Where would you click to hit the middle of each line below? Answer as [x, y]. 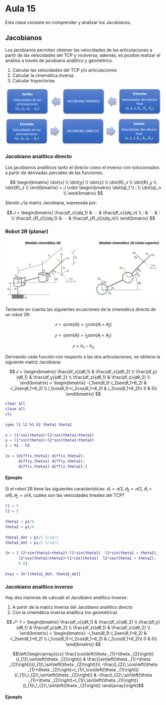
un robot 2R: [18, 314]
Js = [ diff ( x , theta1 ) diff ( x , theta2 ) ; [45, 456]
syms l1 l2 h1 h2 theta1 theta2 [38, 424]
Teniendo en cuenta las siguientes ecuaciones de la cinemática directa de [81, 309]
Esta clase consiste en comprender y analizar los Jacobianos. [68, 22]
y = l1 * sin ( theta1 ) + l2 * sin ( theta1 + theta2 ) [50, 440]
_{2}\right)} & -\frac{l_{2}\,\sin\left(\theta [111, 675]
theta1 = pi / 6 [20, 522]
